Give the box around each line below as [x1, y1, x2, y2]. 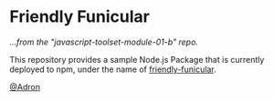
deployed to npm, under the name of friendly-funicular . [9, 64, 216, 75]
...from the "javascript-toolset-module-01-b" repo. [9, 36, 199, 47]
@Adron [9, 81, 41, 92]
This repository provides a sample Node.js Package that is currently [9, 54, 265, 65]
